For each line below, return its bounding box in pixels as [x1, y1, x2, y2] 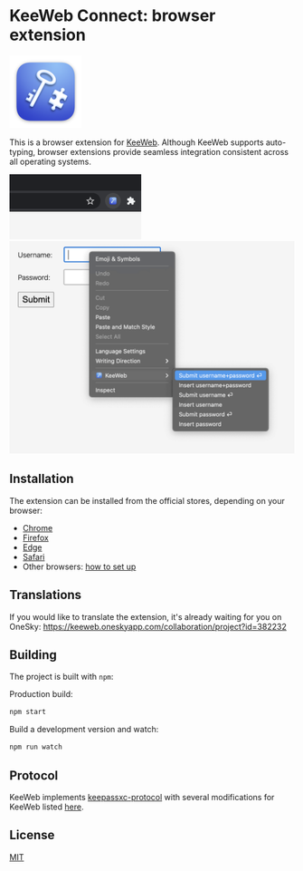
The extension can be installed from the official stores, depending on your [9, 495, 285, 506]
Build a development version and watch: [9, 724, 159, 735]
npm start [9, 708, 47, 717]
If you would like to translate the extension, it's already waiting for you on [9, 611, 282, 622]
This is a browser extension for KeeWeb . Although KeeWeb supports [9, 137, 264, 148]
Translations [9, 587, 82, 603]
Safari [22, 551, 45, 562]
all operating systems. [9, 156, 92, 167]
